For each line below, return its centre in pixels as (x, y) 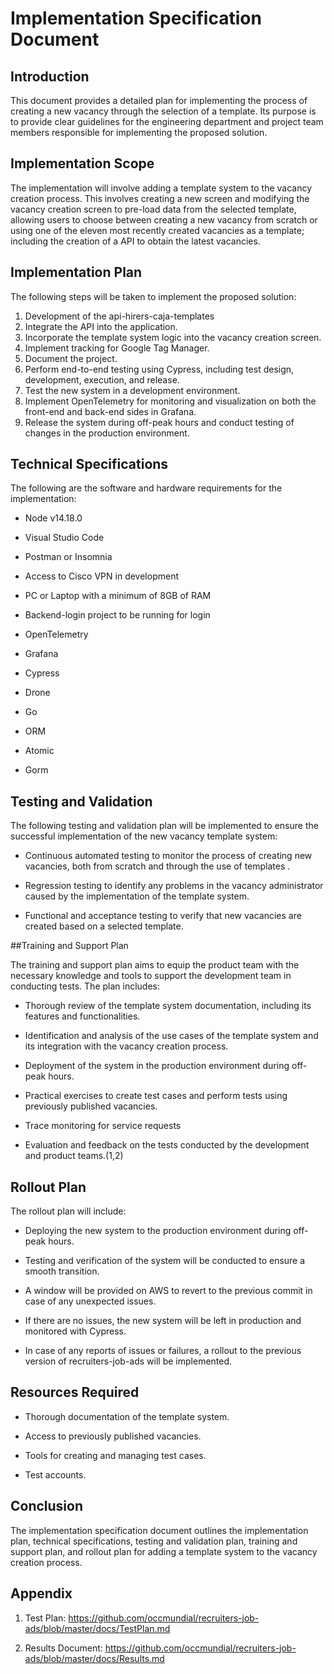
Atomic (39, 751)
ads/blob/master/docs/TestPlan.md (97, 1628)
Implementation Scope (82, 163)
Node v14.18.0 (53, 518)
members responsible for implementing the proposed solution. (139, 132)
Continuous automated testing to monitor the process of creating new (168, 856)
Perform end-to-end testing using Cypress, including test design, (159, 369)
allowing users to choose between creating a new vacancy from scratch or (164, 219)
